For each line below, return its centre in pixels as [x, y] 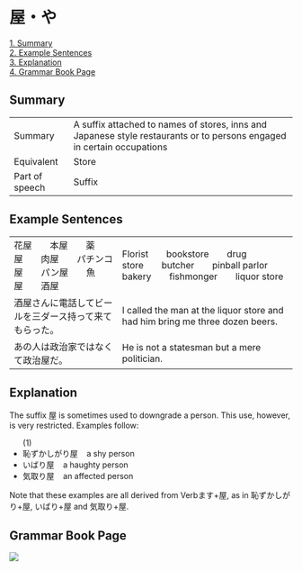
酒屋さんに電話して [54, 303]
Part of [28, 176]
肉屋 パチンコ [77, 258]
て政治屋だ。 [41, 360]
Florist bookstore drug [184, 254]
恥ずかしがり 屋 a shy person [78, 454]
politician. [142, 358]
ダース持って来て [76, 316]
